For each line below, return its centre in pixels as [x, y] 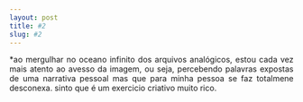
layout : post [34, 17]
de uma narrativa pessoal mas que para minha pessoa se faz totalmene [151, 79]
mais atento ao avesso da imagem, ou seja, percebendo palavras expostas [151, 69]
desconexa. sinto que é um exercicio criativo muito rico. [113, 88]
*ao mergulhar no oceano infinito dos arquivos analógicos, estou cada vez [151, 60]
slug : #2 [26, 34]
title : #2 [28, 26]
